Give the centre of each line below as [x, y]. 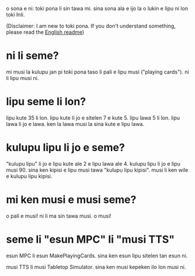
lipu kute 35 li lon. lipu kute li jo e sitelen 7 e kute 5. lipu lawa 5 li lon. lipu [93, 118]
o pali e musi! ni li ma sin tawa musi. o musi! [59, 216]
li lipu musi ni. [23, 78]
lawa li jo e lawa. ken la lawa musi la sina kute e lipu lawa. [75, 124]
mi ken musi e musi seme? [71, 200]
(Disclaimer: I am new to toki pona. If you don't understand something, [91, 26]
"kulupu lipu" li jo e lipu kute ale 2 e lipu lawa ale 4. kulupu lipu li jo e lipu [93, 163]
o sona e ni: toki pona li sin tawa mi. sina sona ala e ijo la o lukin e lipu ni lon [97, 8]
